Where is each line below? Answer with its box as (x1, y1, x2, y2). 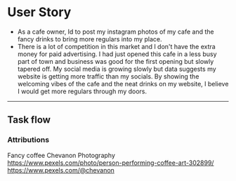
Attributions (7, 135, 50, 145)
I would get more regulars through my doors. (17, 87, 147, 95)
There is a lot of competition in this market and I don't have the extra (17, 42, 216, 51)
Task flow (7, 114, 51, 126)
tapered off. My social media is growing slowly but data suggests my (17, 65, 216, 73)
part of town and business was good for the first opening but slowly (17, 57, 214, 65)
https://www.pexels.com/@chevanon (7, 166, 114, 174)
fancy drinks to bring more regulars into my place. (17, 34, 163, 43)
